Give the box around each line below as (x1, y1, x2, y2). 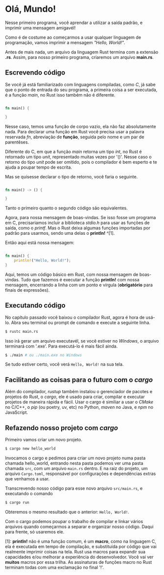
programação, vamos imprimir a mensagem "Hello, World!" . (5, 39, 126, 45)
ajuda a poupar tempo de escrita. (5, 164, 72, 170)
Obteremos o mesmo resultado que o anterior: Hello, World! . (5, 509, 130, 515)
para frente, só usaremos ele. (5, 528, 65, 535)
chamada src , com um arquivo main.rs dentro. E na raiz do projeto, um (5, 465, 148, 471)
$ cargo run (5, 500, 29, 505)
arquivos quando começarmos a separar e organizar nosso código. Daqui (5, 524, 154, 529)
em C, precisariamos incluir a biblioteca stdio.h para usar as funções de (5, 220, 150, 226)
